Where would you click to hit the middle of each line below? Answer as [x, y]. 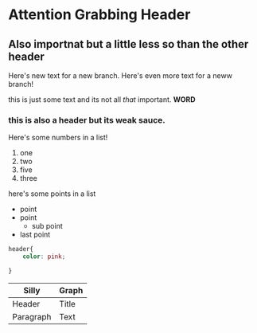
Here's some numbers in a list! [58, 138]
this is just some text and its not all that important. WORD [102, 100]
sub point [47, 226]
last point [35, 235]
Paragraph [32, 316]
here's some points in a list [52, 194]
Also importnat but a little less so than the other [128, 44]
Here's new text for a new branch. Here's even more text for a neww [121, 76]
